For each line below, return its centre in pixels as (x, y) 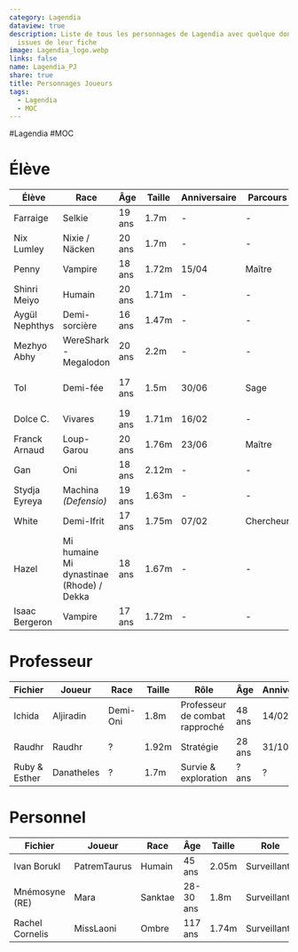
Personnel (47, 817)
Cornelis (31, 934)
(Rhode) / (82, 585)
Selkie (75, 218)
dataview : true (37, 26)
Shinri (26, 290)
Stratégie (200, 747)
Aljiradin (69, 716)
